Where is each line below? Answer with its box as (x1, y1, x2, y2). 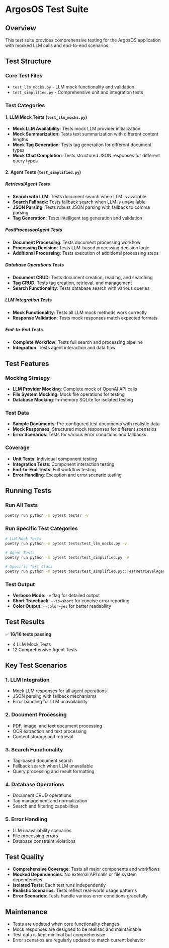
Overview (5, 24, 37, 32)
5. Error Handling (5, 816, 48, 823)
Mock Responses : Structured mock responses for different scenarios (12, 426, 157, 432)
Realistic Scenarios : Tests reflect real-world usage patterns (12, 887, 137, 893)
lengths (12, 136, 29, 142)
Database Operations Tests (5, 261, 64, 267)
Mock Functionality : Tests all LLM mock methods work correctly (12, 309, 147, 315)
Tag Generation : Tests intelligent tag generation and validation (12, 215, 142, 221)
